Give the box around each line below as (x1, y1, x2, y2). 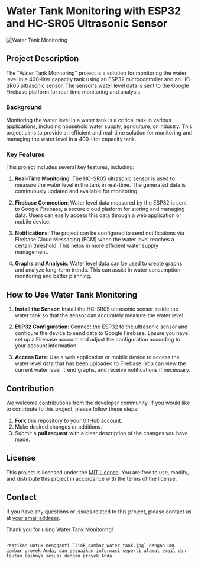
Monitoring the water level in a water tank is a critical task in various (6, 117, 171, 124)
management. (14, 248, 49, 256)
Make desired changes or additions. (14, 423, 102, 430)
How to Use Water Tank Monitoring (6, 289, 138, 300)
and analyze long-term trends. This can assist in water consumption (14, 266, 181, 273)
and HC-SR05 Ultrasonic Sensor (6, 17, 168, 30)
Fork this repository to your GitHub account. (14, 417, 123, 424)
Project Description (6, 53, 79, 63)
